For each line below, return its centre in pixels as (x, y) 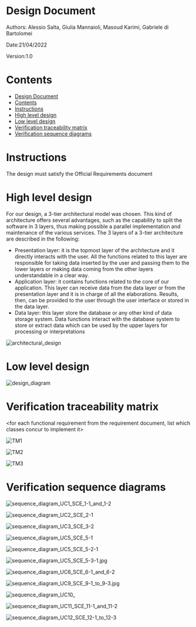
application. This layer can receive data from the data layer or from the (100, 288)
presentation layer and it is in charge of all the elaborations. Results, (97, 294)
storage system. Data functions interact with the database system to (97, 319)
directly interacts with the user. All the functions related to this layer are (101, 256)
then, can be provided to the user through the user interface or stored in (102, 300)
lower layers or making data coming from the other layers (84, 269)
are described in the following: (43, 239)
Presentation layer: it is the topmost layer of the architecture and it (94, 250)
